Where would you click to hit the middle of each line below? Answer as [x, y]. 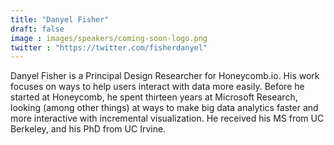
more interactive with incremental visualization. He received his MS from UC [167, 118]
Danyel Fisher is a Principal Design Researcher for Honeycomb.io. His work [165, 76]
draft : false [37, 29]
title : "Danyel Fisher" [60, 19]
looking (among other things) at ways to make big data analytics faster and [164, 108]
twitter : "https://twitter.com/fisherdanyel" [109, 47]
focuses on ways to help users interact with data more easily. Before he [157, 87]
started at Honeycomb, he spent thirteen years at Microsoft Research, [154, 97]
